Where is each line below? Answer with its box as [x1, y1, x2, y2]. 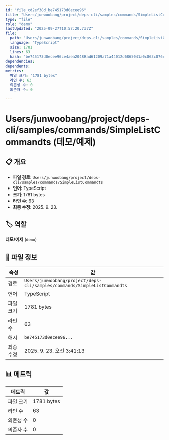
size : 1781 [10, 45, 33, 50]
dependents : [5, 64, 30, 69]
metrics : [5, 69, 24, 74]
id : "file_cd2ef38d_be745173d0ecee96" [5, 7, 87, 13]
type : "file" [5, 17, 33, 22]
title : [5, 12, 19, 17]
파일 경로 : [12, 174, 32, 180]
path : [10, 36, 22, 41]
